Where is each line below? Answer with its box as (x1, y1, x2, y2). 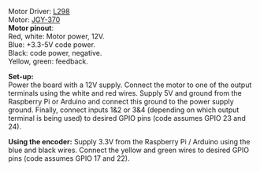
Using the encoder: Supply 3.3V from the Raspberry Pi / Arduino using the (8, 137, 251, 146)
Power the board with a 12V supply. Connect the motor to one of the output (8, 80, 252, 89)
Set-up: (8, 72, 34, 81)
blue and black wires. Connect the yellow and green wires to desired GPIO (8, 145, 250, 155)
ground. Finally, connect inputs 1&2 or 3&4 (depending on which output (8, 105, 240, 115)
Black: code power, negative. (8, 49, 102, 57)
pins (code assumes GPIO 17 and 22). (8, 154, 130, 163)
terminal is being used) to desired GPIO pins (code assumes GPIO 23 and (8, 114, 246, 122)
